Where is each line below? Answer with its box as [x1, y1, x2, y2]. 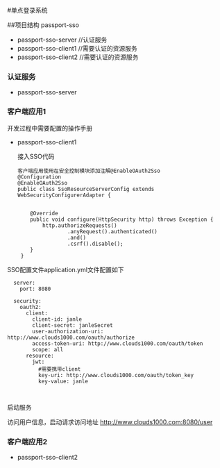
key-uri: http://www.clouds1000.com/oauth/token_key [37, 371, 194, 378]
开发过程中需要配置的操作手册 [7, 124, 92, 132]
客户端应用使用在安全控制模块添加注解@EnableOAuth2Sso [17, 167, 161, 174]
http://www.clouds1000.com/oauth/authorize [7, 334, 135, 341]
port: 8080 [19, 285, 51, 292]
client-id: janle [32, 315, 82, 323]
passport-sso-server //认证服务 [17, 35, 108, 44]
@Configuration [17, 173, 62, 181]
